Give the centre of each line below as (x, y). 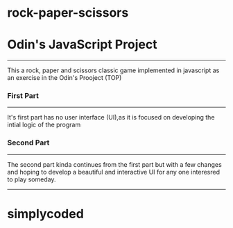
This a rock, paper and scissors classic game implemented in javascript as (113, 70)
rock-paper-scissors (68, 13)
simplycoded (46, 214)
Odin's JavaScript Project (82, 45)
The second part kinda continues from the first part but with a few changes (114, 164)
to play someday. (32, 179)
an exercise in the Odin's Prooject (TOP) (64, 78)
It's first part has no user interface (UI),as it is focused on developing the (111, 117)
